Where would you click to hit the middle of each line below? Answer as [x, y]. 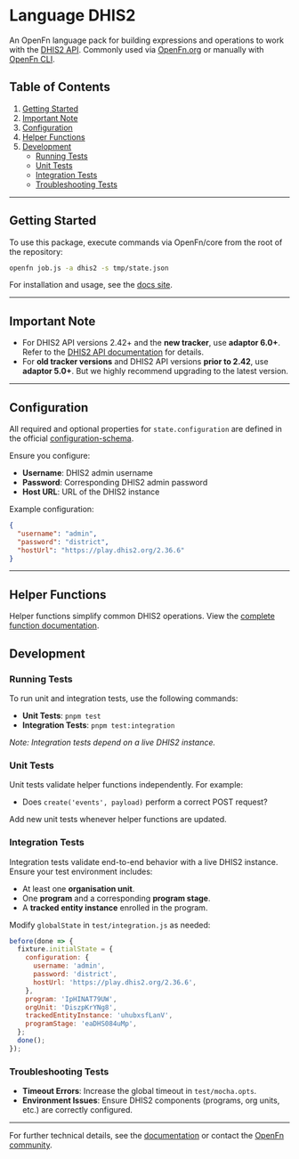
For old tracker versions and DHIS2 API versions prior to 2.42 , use [145, 362]
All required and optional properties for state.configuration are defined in [145, 429]
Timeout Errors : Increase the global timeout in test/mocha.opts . [139, 1091]
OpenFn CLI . [32, 59]
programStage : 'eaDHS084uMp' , [81, 1024]
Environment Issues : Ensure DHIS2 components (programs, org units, [151, 1100]
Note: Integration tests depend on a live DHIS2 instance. [113, 742]
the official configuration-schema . [72, 438]
